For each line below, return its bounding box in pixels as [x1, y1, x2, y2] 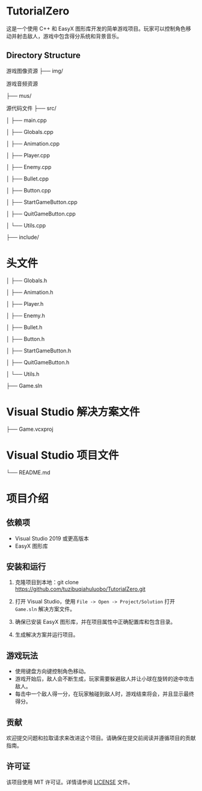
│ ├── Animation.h [6, 288, 54, 296]
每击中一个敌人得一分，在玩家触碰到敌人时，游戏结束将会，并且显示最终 [14, 690, 194, 697]
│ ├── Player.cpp [6, 151, 50, 159]
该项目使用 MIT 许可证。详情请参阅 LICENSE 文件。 [6, 778, 133, 786]
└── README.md [6, 469, 50, 476]
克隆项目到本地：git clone [14, 579, 79, 586]
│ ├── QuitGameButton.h [6, 358, 70, 366]
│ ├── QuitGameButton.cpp [6, 210, 76, 217]
